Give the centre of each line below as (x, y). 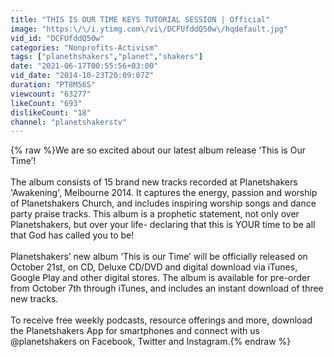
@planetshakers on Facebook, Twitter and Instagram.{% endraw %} (151, 342)
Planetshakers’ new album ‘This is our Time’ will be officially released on (159, 257)
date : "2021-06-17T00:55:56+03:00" (84, 66)
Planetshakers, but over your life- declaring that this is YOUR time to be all (163, 225)
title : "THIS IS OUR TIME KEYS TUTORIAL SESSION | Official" (140, 19)
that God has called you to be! (72, 235)
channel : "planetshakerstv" (69, 122)
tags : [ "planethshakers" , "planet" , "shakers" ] (106, 57)
